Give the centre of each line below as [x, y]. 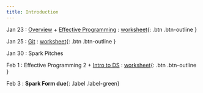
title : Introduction [33, 12]
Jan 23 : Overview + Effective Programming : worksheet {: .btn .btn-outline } [102, 29]
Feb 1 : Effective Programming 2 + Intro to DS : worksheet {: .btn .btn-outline [102, 65]
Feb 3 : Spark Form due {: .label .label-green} [63, 83]
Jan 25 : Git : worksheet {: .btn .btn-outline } [61, 41]
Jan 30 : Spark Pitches [35, 53]
